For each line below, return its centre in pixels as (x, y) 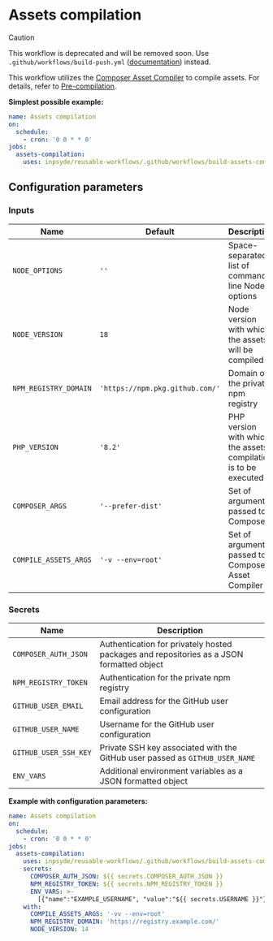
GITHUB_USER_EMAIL (48, 706)
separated (247, 255)
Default (160, 231)
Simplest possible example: (56, 101)
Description (180, 631)
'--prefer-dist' (131, 506)
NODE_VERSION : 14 (59, 930)
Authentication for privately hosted (166, 645)
